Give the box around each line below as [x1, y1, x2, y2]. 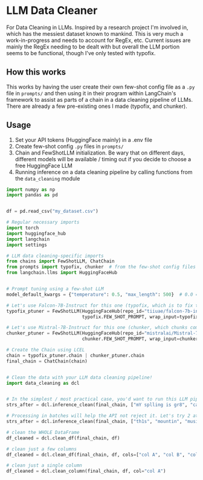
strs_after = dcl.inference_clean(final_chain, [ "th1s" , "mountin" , [6, 419, 182, 425]
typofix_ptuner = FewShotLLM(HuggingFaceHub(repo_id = [6, 308, 145, 314]
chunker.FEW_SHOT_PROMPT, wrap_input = [82, 336, 180, 342]
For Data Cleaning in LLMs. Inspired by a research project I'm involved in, [6, 24, 188, 31]
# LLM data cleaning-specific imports [6, 253, 104, 259]
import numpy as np [6, 186, 56, 193]
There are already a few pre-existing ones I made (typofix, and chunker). [6, 102, 187, 110]
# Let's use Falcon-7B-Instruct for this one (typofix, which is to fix [6, 302, 193, 308]
